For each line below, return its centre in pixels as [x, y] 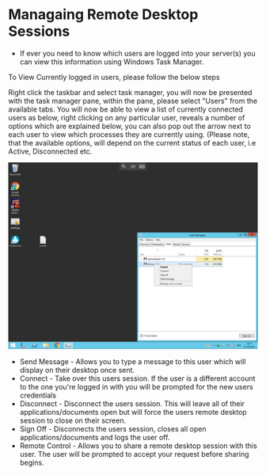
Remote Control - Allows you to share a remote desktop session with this [138, 446]
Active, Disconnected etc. [50, 151]
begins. [32, 463]
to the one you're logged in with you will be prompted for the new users [136, 387]
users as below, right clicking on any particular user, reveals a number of [127, 117]
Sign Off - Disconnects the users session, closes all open [113, 429]
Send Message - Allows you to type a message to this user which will [133, 362]
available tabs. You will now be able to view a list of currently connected [126, 109]
